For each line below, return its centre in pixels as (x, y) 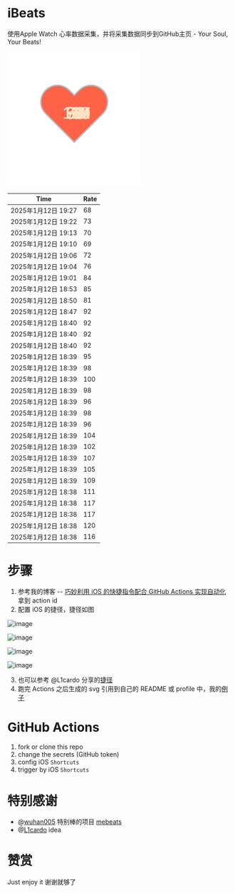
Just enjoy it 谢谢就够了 (42, 882)
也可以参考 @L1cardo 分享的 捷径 (65, 680)
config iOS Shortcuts (48, 762)
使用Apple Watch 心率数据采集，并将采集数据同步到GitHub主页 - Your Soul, (118, 34)
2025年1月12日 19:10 (44, 244)
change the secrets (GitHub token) (68, 755)
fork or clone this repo (50, 747)
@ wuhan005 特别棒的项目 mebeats (70, 822)
